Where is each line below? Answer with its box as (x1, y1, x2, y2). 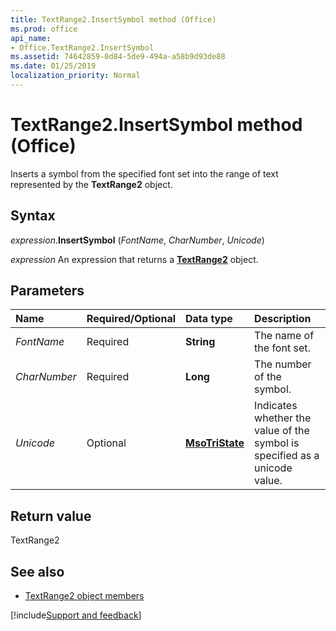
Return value (10, 507, 92, 525)
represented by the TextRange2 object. (10, 178, 173, 190)
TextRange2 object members (24, 590, 145, 602)
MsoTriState (185, 436, 245, 450)
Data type (185, 312, 233, 326)
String (185, 335, 216, 349)
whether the (254, 411, 312, 425)
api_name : (10, 33, 52, 43)
